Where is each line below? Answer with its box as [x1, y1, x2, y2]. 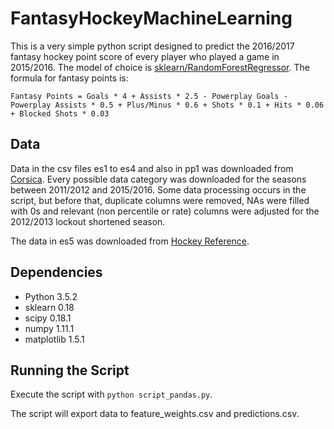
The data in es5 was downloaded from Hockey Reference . [10, 235, 250, 247]
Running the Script [10, 362, 130, 379]
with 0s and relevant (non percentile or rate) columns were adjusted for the [10, 205, 320, 217]
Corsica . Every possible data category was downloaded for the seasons [10, 173, 307, 185]
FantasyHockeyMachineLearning [10, 7, 293, 30]
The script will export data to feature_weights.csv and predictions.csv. [10, 408, 300, 420]
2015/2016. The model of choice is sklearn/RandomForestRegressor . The [10, 61, 310, 73]
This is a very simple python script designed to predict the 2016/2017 [10, 40, 295, 52]
